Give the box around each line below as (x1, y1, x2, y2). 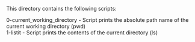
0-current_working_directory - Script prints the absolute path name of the (6, 17, 189, 23)
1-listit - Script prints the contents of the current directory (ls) (6, 29, 158, 36)
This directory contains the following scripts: (6, 5, 117, 12)
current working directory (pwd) (6, 23, 86, 30)
